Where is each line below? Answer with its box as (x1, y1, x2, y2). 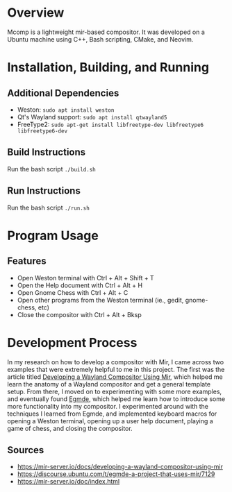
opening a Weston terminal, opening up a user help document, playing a (7, 416, 213, 425)
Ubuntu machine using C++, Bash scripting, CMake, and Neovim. (7, 35, 194, 43)
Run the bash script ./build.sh (7, 164, 96, 173)
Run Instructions (7, 185, 81, 197)
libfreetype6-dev (17, 127, 68, 135)
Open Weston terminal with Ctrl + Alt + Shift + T (17, 273, 154, 282)
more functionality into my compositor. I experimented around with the (7, 402, 208, 410)
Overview (7, 5, 65, 21)
